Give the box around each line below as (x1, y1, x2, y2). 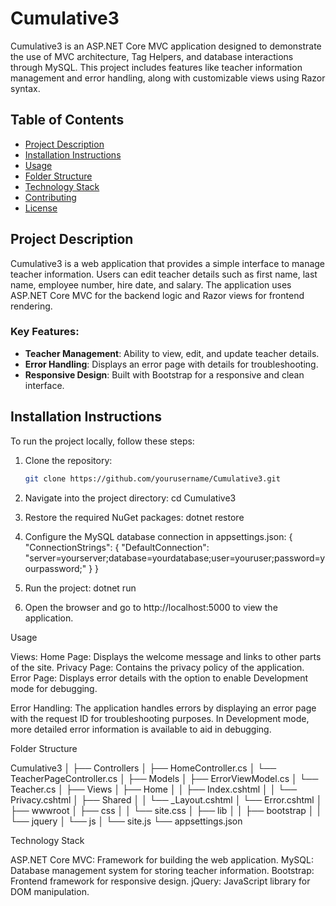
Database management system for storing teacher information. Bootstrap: (10, 864, 315, 876)
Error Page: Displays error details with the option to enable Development (10, 672, 309, 684)
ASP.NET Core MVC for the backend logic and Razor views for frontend (10, 289, 305, 301)
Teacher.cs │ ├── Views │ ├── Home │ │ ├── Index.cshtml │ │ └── (10, 783, 298, 795)
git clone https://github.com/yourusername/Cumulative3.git (24, 473, 281, 484)
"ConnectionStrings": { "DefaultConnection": (24, 541, 210, 553)
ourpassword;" (24, 562, 87, 574)
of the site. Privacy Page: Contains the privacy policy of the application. (10, 661, 305, 673)
